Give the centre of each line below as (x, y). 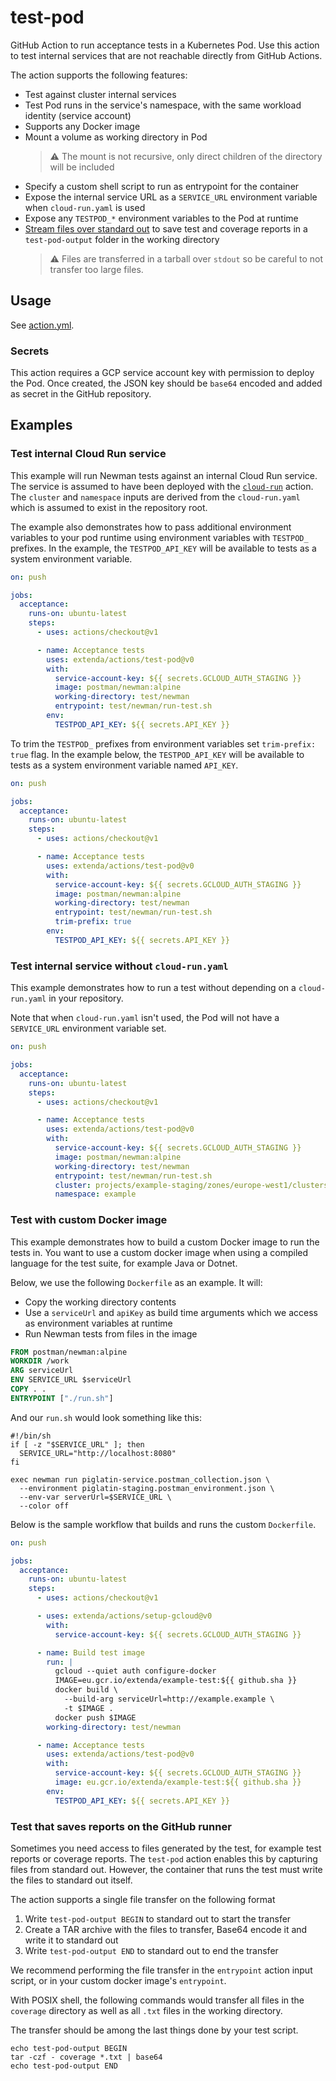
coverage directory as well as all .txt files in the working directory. (146, 2010)
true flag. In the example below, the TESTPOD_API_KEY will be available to (157, 754)
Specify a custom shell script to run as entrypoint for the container (162, 186)
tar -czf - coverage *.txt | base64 (86, 2057)
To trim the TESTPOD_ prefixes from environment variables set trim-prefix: (163, 743)
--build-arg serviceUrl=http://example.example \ (169, 1699)
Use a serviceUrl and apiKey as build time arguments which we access (171, 1312)
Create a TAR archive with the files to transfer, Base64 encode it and (166, 1929)
